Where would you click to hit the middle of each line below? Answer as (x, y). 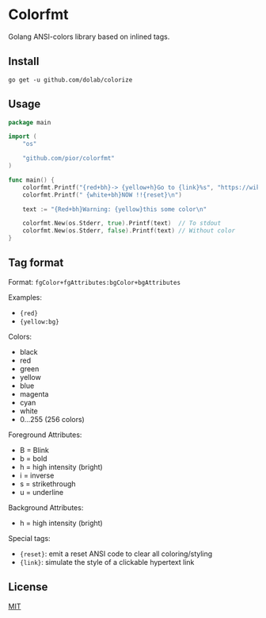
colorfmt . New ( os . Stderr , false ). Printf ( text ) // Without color (129, 231)
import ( (23, 136)
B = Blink (34, 450)
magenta (34, 393)
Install (24, 61)
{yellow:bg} (39, 322)
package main (30, 122)
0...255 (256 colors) (52, 419)
